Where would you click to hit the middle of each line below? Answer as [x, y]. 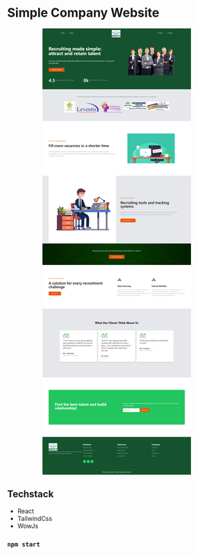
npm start [24, 544]
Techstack [31, 494]
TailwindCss [35, 518]
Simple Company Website [83, 13]
